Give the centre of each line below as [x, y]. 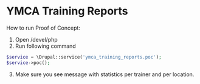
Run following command [45, 46]
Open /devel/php [36, 39]
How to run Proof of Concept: [43, 28]
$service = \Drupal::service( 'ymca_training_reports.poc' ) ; [84, 57]
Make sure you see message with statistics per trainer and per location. [105, 74]
